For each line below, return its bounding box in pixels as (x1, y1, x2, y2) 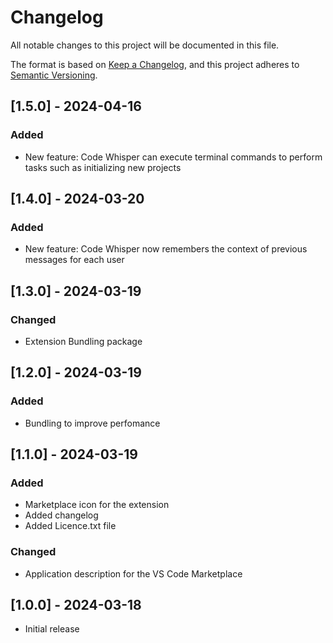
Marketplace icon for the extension (24, 499, 170, 511)
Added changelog (24, 509, 99, 521)
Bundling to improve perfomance (24, 417, 161, 429)
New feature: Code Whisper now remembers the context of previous (24, 243, 308, 255)
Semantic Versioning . (10, 69, 98, 81)
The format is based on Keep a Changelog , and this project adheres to (10, 58, 300, 70)
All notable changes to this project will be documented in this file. (10, 39, 280, 51)
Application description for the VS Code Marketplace (24, 567, 243, 580)
